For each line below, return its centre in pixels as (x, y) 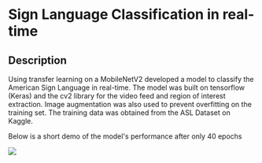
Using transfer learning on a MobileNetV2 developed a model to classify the (131, 79)
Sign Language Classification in (114, 15)
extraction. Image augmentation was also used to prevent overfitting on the (130, 104)
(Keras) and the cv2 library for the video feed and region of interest (117, 96)
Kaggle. (21, 121)
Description (37, 60)
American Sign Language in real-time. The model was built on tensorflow (127, 87)
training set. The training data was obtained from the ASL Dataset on (119, 113)
